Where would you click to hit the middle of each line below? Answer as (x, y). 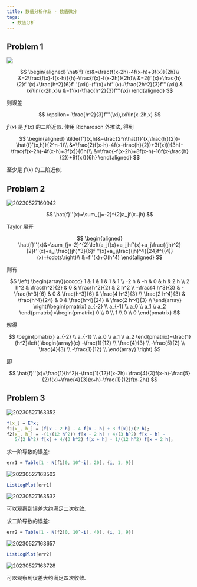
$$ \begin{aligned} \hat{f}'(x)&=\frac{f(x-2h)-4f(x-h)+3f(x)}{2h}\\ (100, 72)
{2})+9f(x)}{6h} (78, 158)
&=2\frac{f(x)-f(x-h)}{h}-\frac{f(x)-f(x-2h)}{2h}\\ (77, 78)
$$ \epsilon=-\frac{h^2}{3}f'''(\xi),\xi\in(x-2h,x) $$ (100, 115)
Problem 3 (26, 398)
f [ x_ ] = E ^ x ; (23, 423)
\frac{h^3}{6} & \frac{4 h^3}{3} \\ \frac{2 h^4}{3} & (124, 294)
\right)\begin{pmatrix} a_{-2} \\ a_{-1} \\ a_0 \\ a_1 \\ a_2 (100, 306)
